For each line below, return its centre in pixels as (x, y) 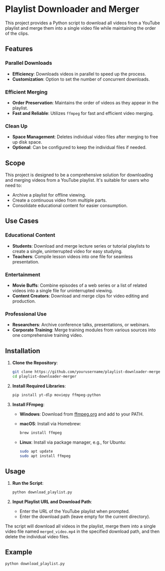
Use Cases (22, 221)
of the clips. (17, 33)
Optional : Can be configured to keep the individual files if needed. (79, 148)
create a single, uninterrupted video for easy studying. (67, 251)
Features (19, 49)
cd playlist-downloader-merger (44, 376)
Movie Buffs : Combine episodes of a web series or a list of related (80, 285)
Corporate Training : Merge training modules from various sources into (84, 330)
